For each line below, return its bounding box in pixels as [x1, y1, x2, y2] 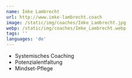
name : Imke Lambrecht [6, 8, 60, 15]
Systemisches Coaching [14, 53, 74, 59]
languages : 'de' [6, 36, 46, 42]
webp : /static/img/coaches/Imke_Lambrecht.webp [6, 25, 127, 31]
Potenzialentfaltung [14, 58, 63, 66]
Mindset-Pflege [14, 65, 54, 71]
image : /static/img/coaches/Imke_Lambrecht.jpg [6, 19, 127, 25]
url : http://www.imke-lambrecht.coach [6, 14, 102, 20]
